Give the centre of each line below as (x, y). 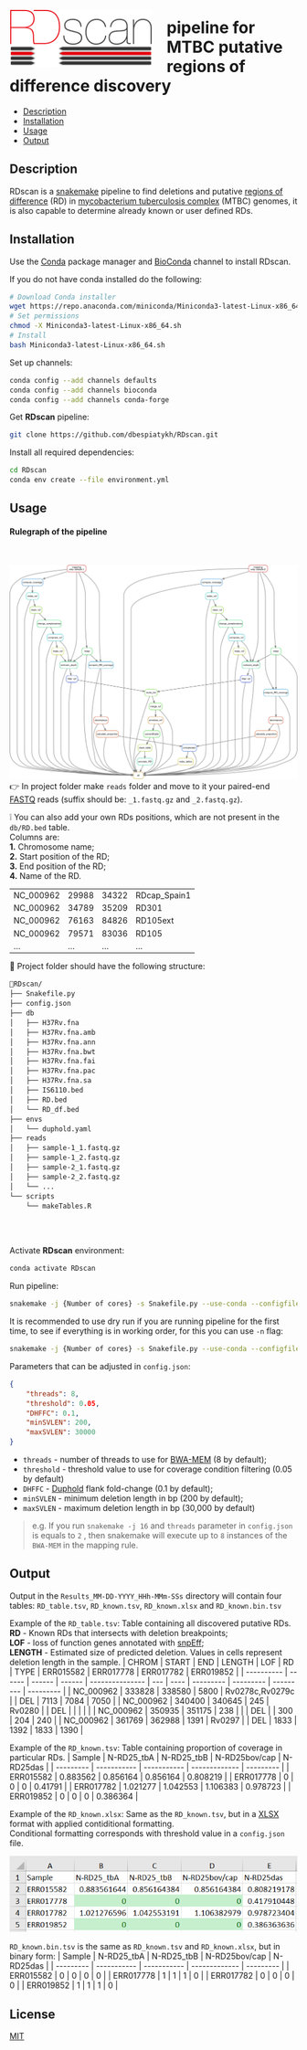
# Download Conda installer (63, 297)
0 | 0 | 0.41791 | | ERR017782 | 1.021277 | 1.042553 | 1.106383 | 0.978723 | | (150, 1786)
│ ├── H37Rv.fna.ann (53, 1042)
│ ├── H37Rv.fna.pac (53, 1071)
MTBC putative (225, 47)
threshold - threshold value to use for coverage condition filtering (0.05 (157, 1469)
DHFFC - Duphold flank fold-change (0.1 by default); (117, 1489)
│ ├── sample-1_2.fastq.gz (65, 1158)
